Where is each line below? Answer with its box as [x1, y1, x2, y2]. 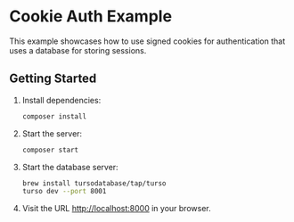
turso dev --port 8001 [21, 187, 107, 196]
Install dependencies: [21, 95, 102, 105]
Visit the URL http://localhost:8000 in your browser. [21, 203, 211, 214]
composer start [21, 145, 79, 154]
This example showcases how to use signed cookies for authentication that [9, 36, 286, 46]
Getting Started [9, 71, 97, 86]
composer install [21, 111, 87, 121]
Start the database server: [21, 161, 118, 172]
